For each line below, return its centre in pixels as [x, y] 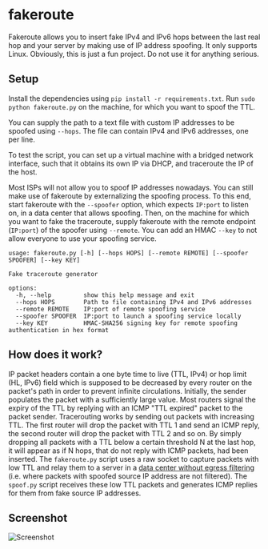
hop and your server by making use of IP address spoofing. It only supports [133, 45]
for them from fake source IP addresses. [75, 493]
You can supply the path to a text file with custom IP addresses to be [121, 122]
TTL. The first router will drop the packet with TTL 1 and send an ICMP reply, [134, 425]
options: [23, 288]
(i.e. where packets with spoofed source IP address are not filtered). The [128, 476]
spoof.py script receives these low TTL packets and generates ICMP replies [133, 484]
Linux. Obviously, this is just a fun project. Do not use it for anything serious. [134, 54]
